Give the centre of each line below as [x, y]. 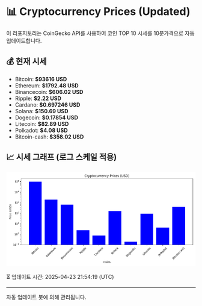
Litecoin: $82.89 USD [42, 123]
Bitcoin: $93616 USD [41, 79]
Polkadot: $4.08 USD [41, 130]
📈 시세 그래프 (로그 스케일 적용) [62, 157]
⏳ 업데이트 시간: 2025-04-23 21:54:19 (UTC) [60, 276]
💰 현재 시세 [26, 62]
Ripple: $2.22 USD [38, 98]
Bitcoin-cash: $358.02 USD [49, 137]
